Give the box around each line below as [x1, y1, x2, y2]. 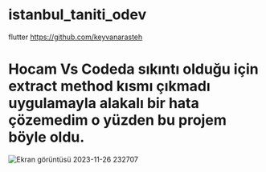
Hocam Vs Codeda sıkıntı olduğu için [8, 60, 259, 78]
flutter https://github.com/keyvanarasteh [8, 32, 143, 42]
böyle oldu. [8, 128, 85, 146]
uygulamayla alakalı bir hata [8, 94, 199, 113]
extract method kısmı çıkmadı [8, 78, 211, 95]
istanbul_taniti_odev [8, 6, 147, 24]
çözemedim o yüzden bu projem [8, 111, 227, 130]
